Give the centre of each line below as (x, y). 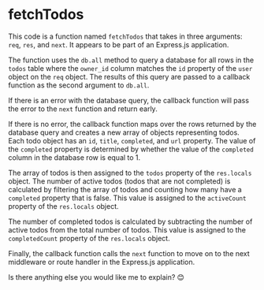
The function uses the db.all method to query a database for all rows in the (131, 60)
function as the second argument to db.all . (79, 85)
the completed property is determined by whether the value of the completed (131, 149)
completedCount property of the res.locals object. (89, 238)
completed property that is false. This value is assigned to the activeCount (127, 198)
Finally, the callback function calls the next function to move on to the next (129, 253)
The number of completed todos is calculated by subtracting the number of (130, 221)
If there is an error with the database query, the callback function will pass (129, 100)
